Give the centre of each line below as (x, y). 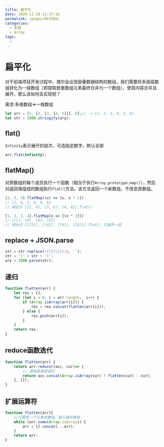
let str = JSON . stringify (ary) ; (38, 118)
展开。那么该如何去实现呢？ (33, 94)
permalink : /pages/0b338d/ (32, 19)
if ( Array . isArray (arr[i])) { (53, 302)
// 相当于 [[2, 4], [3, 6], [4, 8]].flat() (49, 207)
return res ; (26, 330)
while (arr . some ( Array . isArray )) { (50, 422)
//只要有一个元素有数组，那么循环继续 (47, 417)
